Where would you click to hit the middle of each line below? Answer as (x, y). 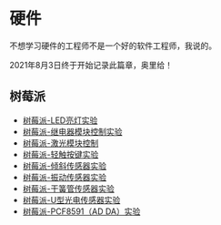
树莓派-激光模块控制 (60, 143)
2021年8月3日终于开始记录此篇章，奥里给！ (91, 65)
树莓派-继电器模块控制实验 (72, 131)
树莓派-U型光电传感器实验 (71, 199)
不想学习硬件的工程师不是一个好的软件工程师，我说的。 (113, 46)
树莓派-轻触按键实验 (60, 154)
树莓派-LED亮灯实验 (60, 120)
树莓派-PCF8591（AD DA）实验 (81, 211)
